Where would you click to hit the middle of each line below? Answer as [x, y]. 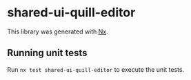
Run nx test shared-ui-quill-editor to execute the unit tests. [96, 69]
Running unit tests [47, 53]
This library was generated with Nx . [58, 31]
